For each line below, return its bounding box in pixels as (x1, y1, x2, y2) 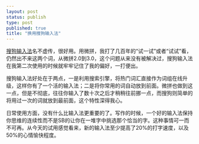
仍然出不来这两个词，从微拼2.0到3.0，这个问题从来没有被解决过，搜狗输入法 (6, 55, 193, 62)
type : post (6, 19, 33, 25)
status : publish (6, 14, 46, 20)
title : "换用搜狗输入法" (6, 31, 61, 37)
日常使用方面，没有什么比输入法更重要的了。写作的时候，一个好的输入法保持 (6, 110, 193, 117)
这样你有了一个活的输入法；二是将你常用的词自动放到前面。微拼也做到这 (16, 82, 193, 89)
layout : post (6, 8, 38, 15)
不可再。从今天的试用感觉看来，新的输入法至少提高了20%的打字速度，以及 (6, 125, 190, 132)
